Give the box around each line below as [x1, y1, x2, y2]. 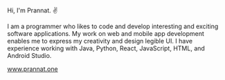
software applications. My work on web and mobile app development [7, 30, 204, 37]
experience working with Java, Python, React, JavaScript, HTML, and [7, 44, 206, 52]
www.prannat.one [7, 65, 58, 73]
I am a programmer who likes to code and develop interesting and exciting [7, 22, 219, 30]
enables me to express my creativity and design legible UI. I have [7, 37, 192, 45]
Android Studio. [7, 52, 52, 59]
